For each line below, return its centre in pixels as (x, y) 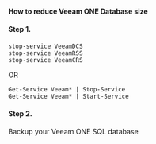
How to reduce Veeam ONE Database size (78, 11)
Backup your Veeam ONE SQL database (73, 132)
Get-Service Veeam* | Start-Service (68, 96)
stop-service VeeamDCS (46, 46)
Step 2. (21, 114)
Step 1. (20, 29)
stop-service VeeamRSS (46, 53)
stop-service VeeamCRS (46, 60)
